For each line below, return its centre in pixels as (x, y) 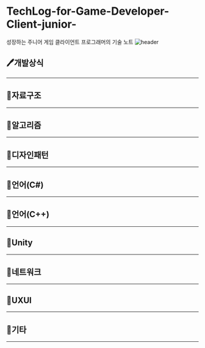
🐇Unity (20, 243)
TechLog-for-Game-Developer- (88, 11)
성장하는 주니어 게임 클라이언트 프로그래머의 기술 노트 (70, 42)
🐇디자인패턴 (27, 155)
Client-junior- (41, 24)
